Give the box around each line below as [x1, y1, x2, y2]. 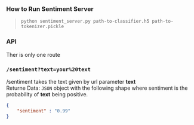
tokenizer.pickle [20, 23, 64, 30]
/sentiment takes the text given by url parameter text [6, 78, 136, 85]
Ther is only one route [6, 51, 61, 58]
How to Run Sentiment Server [6, 5, 94, 13]
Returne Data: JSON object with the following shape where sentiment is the [6, 84, 188, 92]
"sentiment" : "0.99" [17, 108, 70, 114]
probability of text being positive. [6, 90, 88, 97]
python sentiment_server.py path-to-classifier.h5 [20, 19, 150, 25]
